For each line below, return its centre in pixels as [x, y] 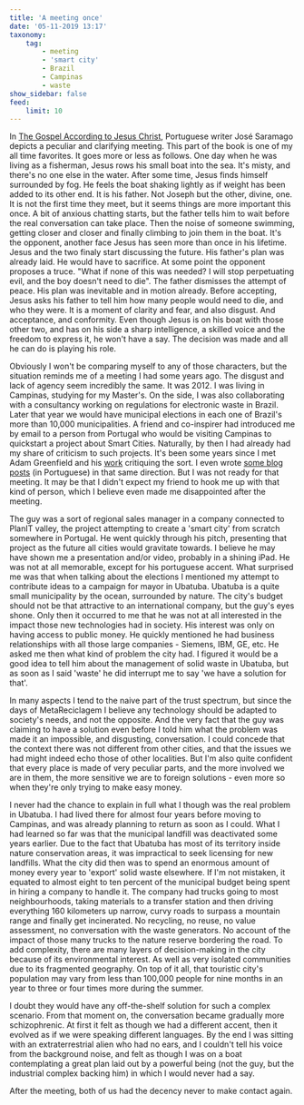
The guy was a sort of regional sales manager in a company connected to [147, 519]
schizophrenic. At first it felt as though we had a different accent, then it [144, 1025]
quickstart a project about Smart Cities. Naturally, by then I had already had [150, 444]
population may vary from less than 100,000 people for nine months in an [146, 979]
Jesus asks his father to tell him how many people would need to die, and [147, 301]
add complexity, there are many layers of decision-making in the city [137, 950]
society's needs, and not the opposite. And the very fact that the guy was [147, 720]
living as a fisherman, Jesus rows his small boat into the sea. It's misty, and [150, 165]
